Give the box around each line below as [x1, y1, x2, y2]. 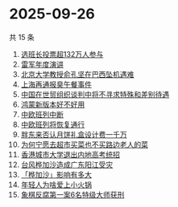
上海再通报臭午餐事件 [20, 79, 92, 89]
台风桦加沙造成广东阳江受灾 [20, 160, 114, 169]
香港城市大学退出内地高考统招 [20, 149, 120, 159]
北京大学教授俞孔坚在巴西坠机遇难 [20, 69, 135, 79]
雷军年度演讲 [20, 59, 64, 69]
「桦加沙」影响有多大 [20, 169, 92, 179]
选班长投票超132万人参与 [20, 49, 104, 59]
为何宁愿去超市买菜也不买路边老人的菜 [20, 140, 148, 149]
